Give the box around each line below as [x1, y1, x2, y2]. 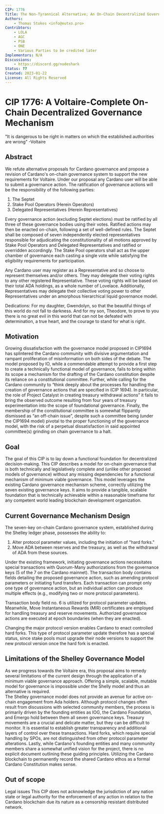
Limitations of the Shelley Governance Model [5, 654, 145, 663]
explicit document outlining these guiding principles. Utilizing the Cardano [5, 751, 154, 757]
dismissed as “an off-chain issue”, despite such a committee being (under [5, 413, 154, 419]
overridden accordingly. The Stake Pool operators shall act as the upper [5, 247, 150, 253]
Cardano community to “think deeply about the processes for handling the [5, 382, 155, 388]
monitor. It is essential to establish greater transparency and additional [5, 725, 146, 731]
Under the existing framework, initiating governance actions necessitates [5, 559, 152, 565]
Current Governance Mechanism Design [5, 512, 130, 520]
